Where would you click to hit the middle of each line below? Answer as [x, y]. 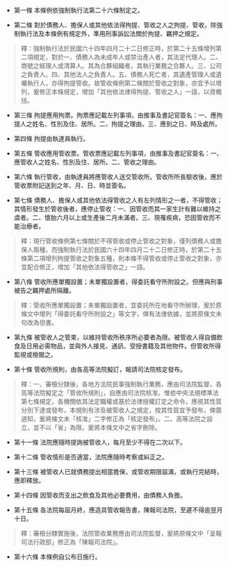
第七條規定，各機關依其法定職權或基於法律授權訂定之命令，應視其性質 [121, 401]
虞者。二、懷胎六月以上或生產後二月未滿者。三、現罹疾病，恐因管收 [111, 218]
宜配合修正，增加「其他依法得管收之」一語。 [85, 267]
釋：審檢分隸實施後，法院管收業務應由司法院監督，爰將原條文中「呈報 [121, 533]
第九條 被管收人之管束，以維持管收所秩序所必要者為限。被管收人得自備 [115, 337]
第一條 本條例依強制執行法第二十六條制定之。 [79, 10]
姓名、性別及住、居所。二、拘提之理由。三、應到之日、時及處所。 [126, 124]
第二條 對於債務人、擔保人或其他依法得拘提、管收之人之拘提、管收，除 [115, 25]
